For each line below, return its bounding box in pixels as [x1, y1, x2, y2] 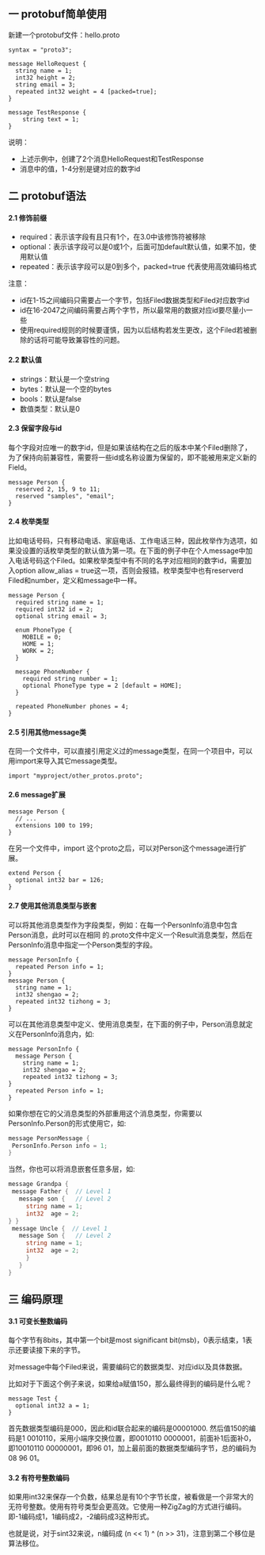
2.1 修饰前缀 [8, 213, 47, 222]
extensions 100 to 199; [15, 822, 93, 830]
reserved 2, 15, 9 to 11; [15, 485, 101, 493]
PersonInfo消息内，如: [21, 1029, 95, 1039]
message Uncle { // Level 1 [11, 1224, 108, 1232]
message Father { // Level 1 [11, 1188, 112, 1196]
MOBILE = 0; [22, 633, 62, 641]
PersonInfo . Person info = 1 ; [11, 1142, 108, 1150]
